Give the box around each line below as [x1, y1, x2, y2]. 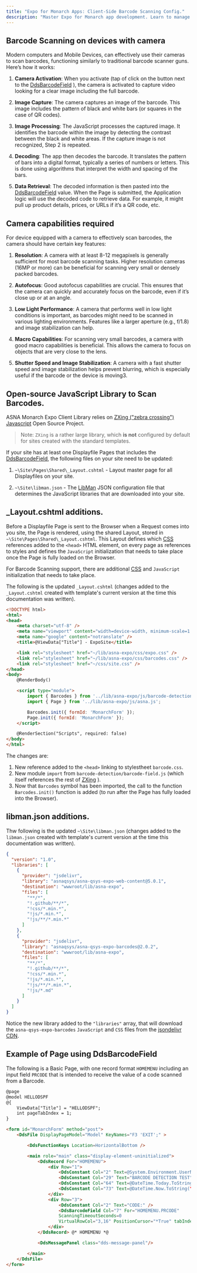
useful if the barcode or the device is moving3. [14, 372, 128, 379]
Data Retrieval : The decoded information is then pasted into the [14, 183, 169, 190]
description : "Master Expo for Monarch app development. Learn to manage [6, 14, 191, 20]
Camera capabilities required [6, 218, 114, 229]
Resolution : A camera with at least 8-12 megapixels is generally [14, 252, 169, 259]
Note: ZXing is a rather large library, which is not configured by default [20, 431, 191, 438]
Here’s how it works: [6, 64, 56, 71]
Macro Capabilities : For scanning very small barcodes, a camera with [14, 335, 184, 343]
